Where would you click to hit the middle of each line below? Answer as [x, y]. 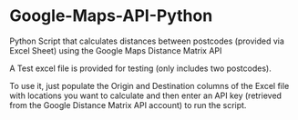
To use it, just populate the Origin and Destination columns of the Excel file [149, 85]
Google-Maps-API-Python [111, 16]
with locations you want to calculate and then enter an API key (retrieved [146, 95]
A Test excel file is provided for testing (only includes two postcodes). [140, 68]
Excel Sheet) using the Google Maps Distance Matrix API [116, 50]
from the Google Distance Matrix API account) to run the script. [128, 105]
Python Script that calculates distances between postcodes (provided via [147, 41]
